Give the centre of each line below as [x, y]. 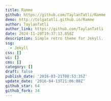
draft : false [19, 72]
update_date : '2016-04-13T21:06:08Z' [45, 81]
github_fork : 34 [22, 91]
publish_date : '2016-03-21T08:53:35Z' [46, 77]
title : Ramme [19, 10]
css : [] [13, 53]
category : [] [19, 67]
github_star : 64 [22, 86]
